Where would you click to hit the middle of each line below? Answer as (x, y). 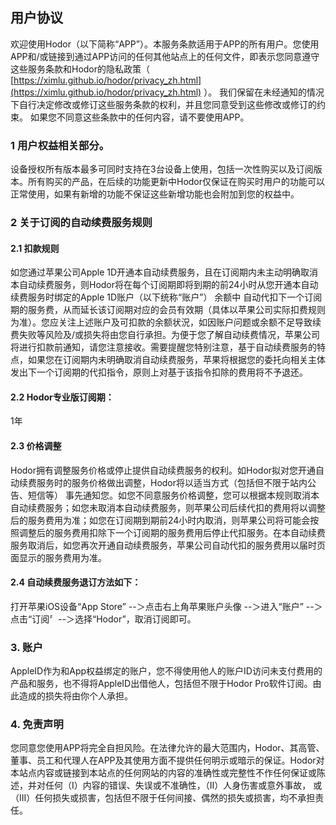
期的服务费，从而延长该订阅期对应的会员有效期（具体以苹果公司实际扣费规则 (168, 310)
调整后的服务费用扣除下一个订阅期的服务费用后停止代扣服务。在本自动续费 (172, 532)
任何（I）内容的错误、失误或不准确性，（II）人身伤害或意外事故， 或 (183, 785)
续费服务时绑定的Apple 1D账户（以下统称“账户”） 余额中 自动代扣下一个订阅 (166, 297)
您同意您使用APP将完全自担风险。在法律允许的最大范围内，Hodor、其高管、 (167, 748)
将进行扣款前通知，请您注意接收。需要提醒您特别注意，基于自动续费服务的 (163, 347)
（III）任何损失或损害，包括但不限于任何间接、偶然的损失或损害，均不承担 (163, 798)
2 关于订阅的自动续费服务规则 (81, 223)
